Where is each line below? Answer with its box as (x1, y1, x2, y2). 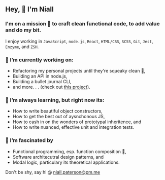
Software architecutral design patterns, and (12, 154, 104, 160)
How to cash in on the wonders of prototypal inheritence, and (12, 119, 142, 125)
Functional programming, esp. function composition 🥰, (12, 148, 127, 155)
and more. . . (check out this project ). (12, 84, 90, 90)
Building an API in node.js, (12, 73, 68, 79)
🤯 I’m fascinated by (5, 137, 53, 144)
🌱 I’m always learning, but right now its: (5, 96, 105, 103)
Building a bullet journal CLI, (12, 78, 72, 84)
